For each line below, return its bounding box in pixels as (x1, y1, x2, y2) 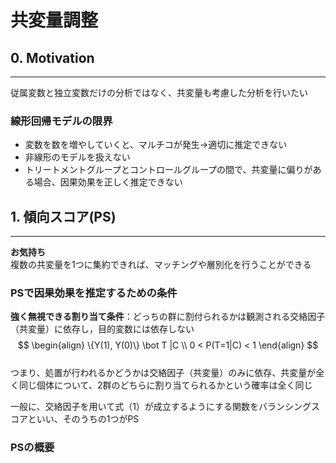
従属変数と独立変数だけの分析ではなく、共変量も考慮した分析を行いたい (10, 87, 308, 98)
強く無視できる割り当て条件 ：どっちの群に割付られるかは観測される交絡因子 (10, 311, 326, 323)
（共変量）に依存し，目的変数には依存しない (10, 323, 195, 335)
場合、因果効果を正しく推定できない (33, 176, 183, 188)
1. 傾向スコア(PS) (10, 208, 117, 225)
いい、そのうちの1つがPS (36, 413, 140, 425)
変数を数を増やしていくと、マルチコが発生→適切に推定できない (24, 139, 288, 151)
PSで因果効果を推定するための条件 (10, 286, 178, 300)
